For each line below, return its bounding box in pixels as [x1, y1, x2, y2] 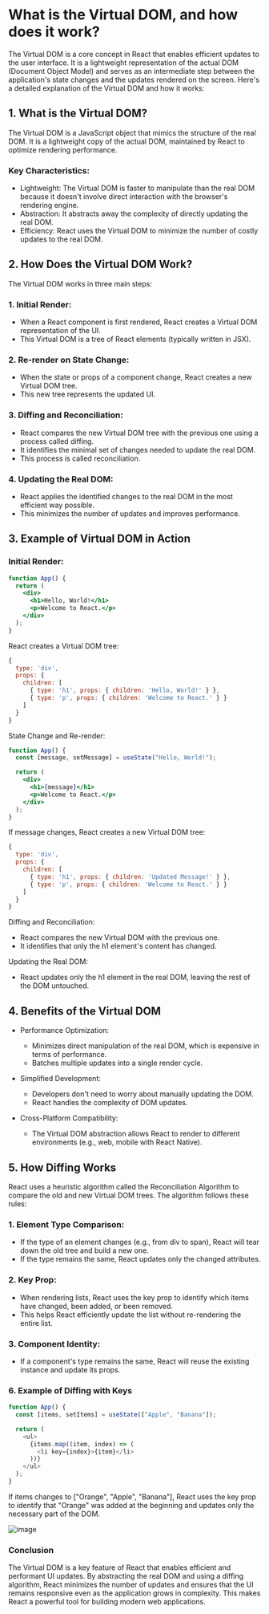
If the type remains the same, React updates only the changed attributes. [19, 1254, 261, 1264]
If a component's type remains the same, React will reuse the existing [19, 1356, 250, 1366]
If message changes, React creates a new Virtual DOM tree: [8, 827, 206, 837]
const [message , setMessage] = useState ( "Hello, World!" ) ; [15, 754, 217, 762]
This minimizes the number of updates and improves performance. [19, 509, 240, 518]
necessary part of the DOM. [8, 1509, 101, 1518]
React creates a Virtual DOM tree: [8, 640, 119, 651]
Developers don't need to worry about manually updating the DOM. [31, 1089, 254, 1099]
